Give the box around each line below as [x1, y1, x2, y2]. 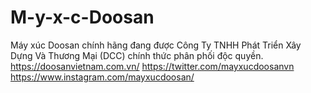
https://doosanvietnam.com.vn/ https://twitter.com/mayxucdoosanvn [10, 60, 295, 72]
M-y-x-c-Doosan [10, 6, 155, 29]
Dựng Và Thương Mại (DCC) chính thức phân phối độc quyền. [10, 49, 264, 61]
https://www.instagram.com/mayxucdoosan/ [10, 71, 195, 83]
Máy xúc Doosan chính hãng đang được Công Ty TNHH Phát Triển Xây [10, 39, 302, 51]
